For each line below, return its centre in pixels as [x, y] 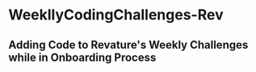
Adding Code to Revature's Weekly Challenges [128, 45]
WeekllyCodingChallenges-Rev [116, 15]
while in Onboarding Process [82, 57]
